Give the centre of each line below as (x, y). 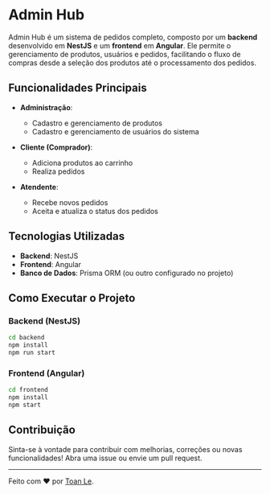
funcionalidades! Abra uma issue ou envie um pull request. (105, 458)
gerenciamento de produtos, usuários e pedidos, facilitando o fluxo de (125, 54)
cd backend (27, 338)
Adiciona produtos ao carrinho (82, 163)
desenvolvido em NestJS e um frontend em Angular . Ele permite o (120, 45)
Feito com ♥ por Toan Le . (51, 481)
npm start (25, 405)
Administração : (46, 107)
